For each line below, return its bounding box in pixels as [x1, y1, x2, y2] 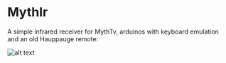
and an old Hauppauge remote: [7, 34, 99, 43]
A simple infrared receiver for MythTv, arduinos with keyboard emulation [7, 27, 219, 36]
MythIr [7, 4, 48, 20]
